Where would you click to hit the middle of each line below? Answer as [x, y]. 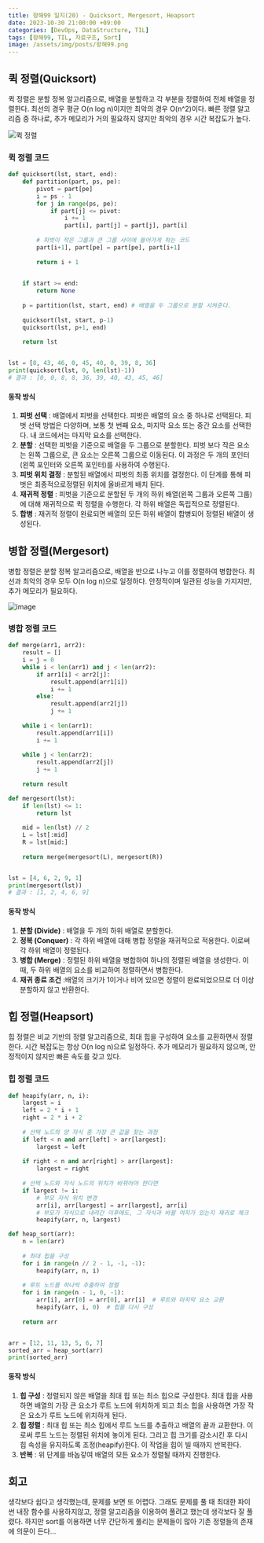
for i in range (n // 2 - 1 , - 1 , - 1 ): [84, 1263]
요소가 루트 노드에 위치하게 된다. [77, 1415]
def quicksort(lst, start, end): [63, 175]
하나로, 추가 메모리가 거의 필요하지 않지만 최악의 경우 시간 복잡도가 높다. [141, 118]
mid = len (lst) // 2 [56, 828]
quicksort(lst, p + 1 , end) [65, 327]
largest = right [63, 1169]
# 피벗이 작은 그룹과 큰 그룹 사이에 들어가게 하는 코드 [113, 241]
